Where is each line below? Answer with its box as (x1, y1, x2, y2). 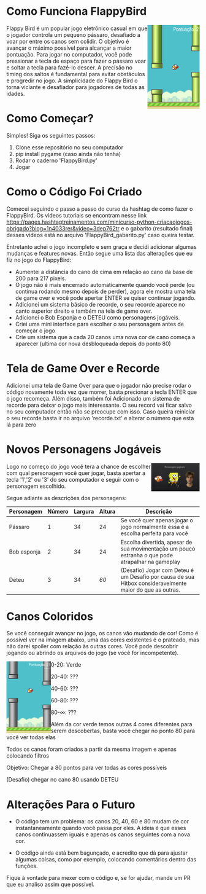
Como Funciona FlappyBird (6, 4, 147, 18)
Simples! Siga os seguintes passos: (6, 131, 96, 139)
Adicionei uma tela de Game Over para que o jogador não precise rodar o (6, 382, 192, 389)
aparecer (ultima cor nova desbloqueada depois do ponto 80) (15, 340, 172, 347)
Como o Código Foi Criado (6, 185, 142, 199)
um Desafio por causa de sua (120, 573, 195, 580)
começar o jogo (15, 327, 55, 334)
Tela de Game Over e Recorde (6, 361, 161, 375)
